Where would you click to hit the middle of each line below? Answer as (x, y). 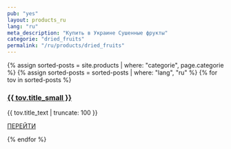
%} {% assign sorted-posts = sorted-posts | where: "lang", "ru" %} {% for (112, 72)
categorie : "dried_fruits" (46, 39)
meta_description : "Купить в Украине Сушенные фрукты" (88, 33)
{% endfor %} (27, 139)
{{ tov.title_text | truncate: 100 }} (52, 113)
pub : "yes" (23, 13)
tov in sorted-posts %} (39, 80)
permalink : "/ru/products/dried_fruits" (66, 46)
